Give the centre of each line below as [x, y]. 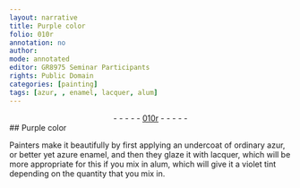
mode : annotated [39, 59]
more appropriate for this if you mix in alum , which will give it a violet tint [143, 164]
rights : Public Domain [51, 76]
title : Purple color [48, 26]
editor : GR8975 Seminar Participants [80, 68]
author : [24, 51]
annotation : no [38, 43]
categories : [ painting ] [54, 84]
